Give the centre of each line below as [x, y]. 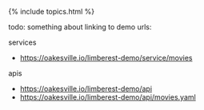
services [22, 42]
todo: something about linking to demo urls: [80, 27]
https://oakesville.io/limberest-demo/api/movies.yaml [108, 97]
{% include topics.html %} [52, 12]
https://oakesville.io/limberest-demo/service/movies [106, 58]
